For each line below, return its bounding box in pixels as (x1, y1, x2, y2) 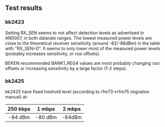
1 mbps (36, 105, 55, 112)
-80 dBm (35, 114, 57, 121)
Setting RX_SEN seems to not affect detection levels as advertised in (5, 29, 144, 36)
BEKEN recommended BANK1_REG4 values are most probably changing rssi (5, 60, 160, 66)
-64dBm (61, 114, 82, 121)
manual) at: (5, 94, 28, 100)
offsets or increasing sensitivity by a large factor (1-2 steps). (5, 65, 127, 71)
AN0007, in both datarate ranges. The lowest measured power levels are (5, 35, 152, 41)
